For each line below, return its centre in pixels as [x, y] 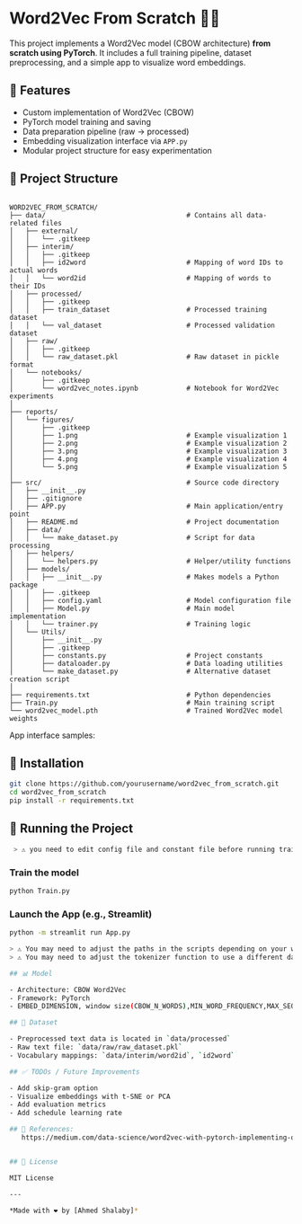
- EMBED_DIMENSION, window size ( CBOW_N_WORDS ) [98, 1007]
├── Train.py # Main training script [142, 703]
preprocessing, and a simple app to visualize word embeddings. [128, 62]
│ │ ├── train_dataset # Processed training [138, 309]
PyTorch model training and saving [86, 121]
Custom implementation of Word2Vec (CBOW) [108, 112]
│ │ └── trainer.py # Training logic [130, 624]
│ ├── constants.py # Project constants [136, 655]
